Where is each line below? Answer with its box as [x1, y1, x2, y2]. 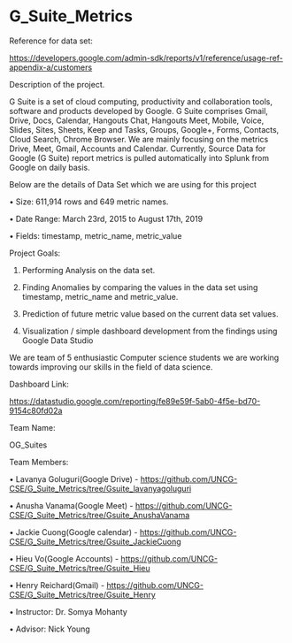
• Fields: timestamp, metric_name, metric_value [9, 230, 182, 241]
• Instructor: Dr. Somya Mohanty [9, 606, 128, 616]
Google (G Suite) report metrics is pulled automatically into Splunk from [9, 152, 270, 163]
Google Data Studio [21, 334, 94, 346]
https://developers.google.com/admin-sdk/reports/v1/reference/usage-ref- [9, 52, 283, 63]
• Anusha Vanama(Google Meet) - [9, 500, 134, 510]
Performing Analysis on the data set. [21, 264, 156, 275]
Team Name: [9, 422, 56, 432]
